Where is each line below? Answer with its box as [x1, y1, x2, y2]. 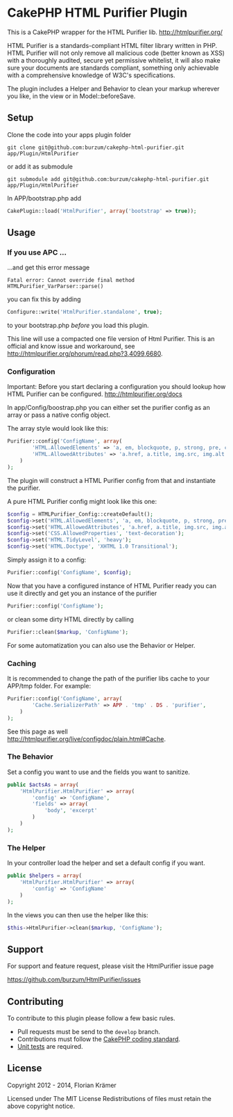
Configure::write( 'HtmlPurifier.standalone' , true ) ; [7, 308, 163, 316]
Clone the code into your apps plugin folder [7, 130, 132, 138]
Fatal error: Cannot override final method [7, 277, 135, 284]
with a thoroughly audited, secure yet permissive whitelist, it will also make [7, 56, 221, 64]
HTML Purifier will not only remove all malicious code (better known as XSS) [7, 49, 225, 57]
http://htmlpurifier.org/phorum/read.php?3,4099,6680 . [7, 349, 163, 358]
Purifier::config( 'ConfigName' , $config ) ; [7, 569, 132, 576]
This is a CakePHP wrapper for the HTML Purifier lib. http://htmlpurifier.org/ [7, 28, 223, 36]
